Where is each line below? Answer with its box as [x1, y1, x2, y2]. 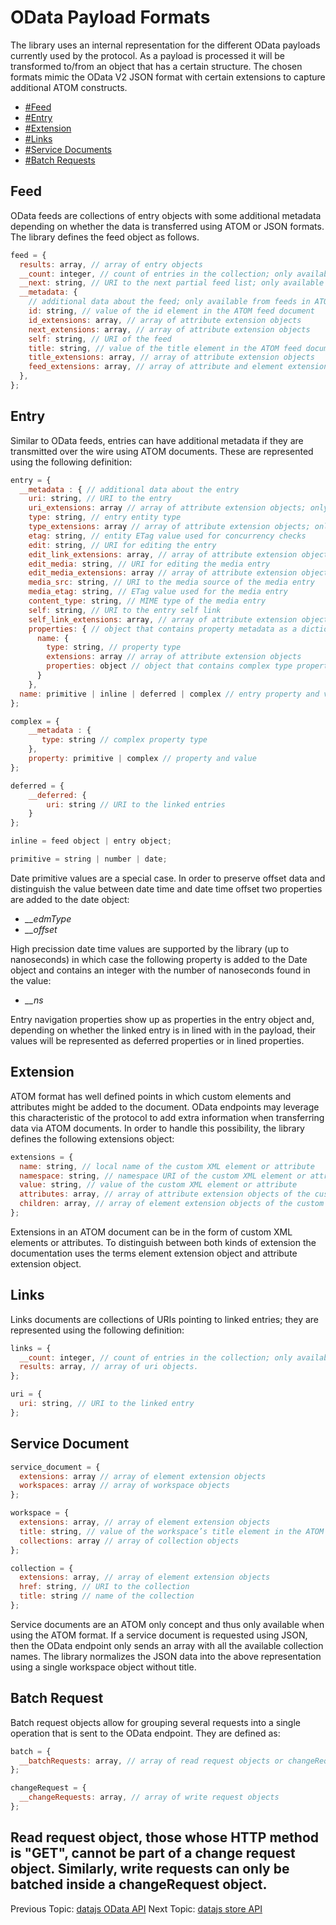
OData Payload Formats [10, 6, 211, 29]
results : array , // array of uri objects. [19, 1362, 199, 1372]
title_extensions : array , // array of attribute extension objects [28, 352, 315, 363]
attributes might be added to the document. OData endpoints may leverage [10, 1101, 320, 1113]
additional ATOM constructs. [10, 81, 128, 93]
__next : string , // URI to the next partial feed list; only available [19, 278, 325, 288]
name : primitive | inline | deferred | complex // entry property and [19, 689, 320, 699]
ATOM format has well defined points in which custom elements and [10, 1090, 292, 1102]
